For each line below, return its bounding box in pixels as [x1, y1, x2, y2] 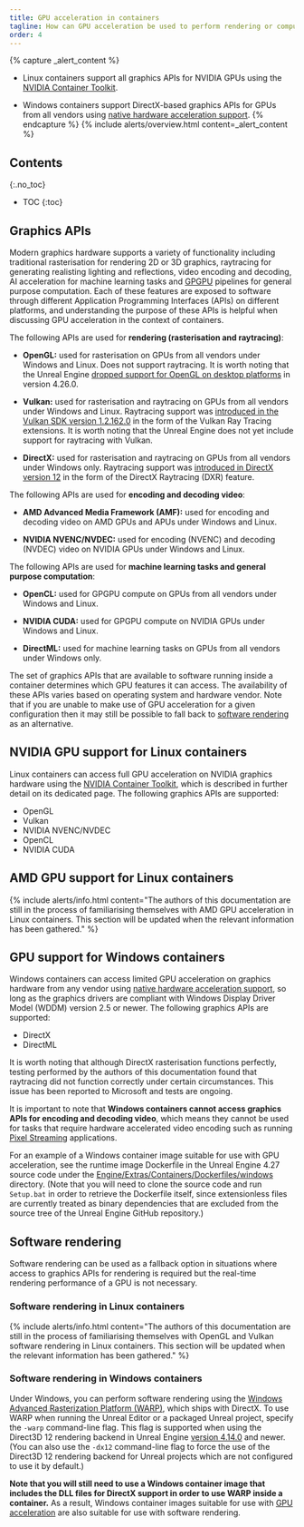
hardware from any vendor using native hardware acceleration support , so [9, 984, 287, 994]
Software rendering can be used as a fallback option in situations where [9, 1258, 278, 1269]
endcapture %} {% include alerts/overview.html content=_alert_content [22, 119, 288, 130]
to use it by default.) [9, 1460, 84, 1471]
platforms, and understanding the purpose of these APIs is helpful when [9, 305, 279, 316]
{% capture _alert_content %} [9, 55, 120, 66]
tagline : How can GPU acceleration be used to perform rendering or [9, 22, 273, 31]
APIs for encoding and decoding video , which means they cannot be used [9, 1113, 290, 1124]
